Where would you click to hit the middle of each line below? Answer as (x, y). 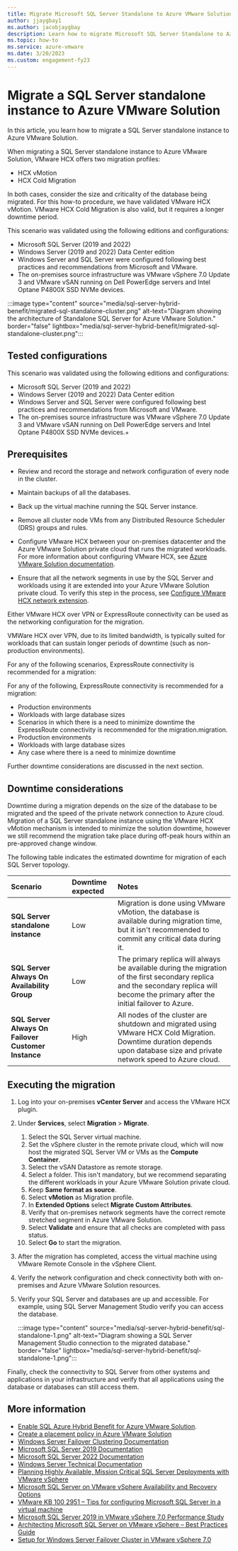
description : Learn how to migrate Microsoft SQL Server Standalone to (115, 34)
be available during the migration (172, 968)
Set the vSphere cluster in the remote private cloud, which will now (126, 1144)
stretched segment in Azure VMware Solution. (95, 1220)
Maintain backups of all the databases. (74, 493)
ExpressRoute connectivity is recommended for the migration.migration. (123, 730)
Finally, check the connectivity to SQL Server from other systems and (109, 1371)
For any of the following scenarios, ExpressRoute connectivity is (101, 664)
